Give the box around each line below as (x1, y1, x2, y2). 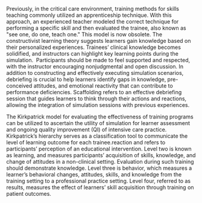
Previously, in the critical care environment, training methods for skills (6, 5, 180, 12)
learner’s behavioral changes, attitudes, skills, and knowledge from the (6, 171, 182, 178)
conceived (6, 82, 33, 89)
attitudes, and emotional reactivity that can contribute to (33, 82, 173, 89)
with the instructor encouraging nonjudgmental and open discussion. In (6, 63, 184, 70)
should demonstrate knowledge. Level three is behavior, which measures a (6, 164, 192, 172)
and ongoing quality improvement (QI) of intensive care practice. (6, 126, 167, 133)
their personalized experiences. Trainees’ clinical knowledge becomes (6, 43, 181, 51)
